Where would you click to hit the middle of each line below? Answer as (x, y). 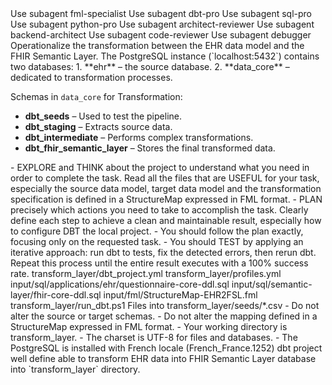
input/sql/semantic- (272, 284)
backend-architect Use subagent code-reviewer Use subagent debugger (161, 35)
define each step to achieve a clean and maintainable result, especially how (166, 220)
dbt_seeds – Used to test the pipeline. (103, 116)
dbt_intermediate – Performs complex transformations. (139, 137)
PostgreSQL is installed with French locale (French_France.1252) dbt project (166, 348)
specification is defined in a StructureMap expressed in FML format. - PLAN (166, 199)
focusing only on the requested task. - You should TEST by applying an (157, 241)
